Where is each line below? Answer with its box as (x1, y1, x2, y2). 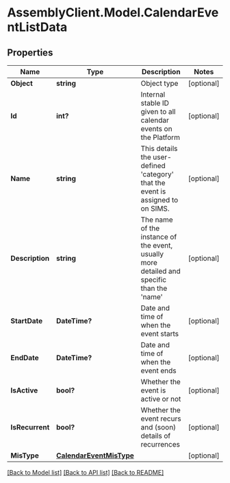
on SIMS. (140, 204, 170, 213)
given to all (140, 107, 176, 116)
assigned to (140, 196, 179, 204)
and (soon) (140, 423, 177, 432)
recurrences (140, 440, 180, 449)
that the (140, 178, 166, 187)
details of (140, 431, 171, 440)
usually (140, 249, 164, 259)
